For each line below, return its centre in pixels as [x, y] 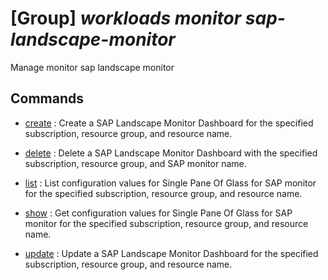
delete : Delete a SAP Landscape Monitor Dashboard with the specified [171, 153]
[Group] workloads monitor [126, 18]
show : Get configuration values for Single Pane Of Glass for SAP [158, 213]
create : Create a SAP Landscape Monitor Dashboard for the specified [169, 123]
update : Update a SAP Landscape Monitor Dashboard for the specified [171, 253]
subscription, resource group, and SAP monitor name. [135, 163]
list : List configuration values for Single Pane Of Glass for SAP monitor [170, 183]
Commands [47, 98]
